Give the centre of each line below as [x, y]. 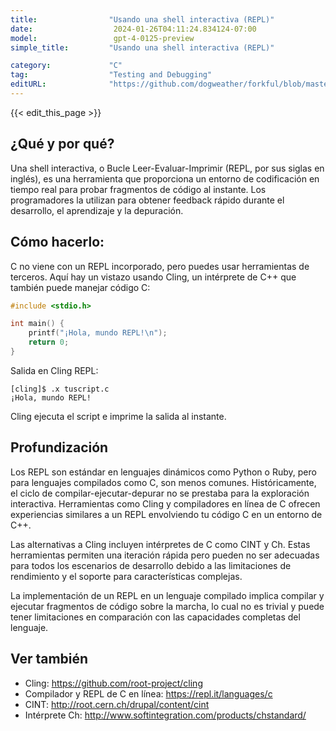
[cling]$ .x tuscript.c [60, 389]
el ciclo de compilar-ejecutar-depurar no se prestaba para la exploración [160, 493]
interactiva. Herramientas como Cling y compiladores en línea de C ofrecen [165, 503]
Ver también [49, 659]
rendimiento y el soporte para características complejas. [126, 576]
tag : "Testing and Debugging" [111, 75]
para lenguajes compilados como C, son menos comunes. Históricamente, [163, 482]
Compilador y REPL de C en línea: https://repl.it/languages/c [148, 693]
